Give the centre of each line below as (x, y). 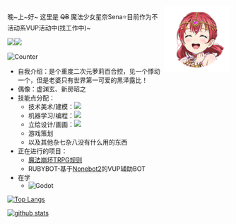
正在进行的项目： (42, 151)
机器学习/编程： (51, 116)
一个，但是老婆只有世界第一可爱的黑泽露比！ (83, 80)
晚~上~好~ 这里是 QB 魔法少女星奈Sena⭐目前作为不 (83, 17)
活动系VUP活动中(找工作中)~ (49, 28)
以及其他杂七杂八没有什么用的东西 (78, 142)
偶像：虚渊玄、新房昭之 (52, 89)
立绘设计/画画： (51, 124)
